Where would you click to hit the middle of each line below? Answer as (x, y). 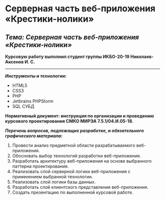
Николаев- (142, 57)
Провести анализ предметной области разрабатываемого (74, 145)
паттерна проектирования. (40, 166)
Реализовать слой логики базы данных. (54, 182)
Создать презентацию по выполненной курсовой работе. (73, 192)
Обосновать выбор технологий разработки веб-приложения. (77, 156)
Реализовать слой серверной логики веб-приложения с (71, 171)
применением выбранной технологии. (53, 177)
